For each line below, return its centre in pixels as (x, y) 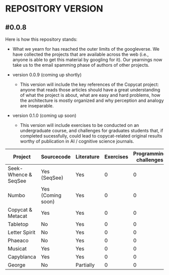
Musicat (17, 249)
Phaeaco (18, 240)
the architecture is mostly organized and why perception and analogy (92, 100)
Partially (85, 265)
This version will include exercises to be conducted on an (79, 125)
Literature (87, 157)
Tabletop (18, 224)
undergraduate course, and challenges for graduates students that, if (92, 130)
